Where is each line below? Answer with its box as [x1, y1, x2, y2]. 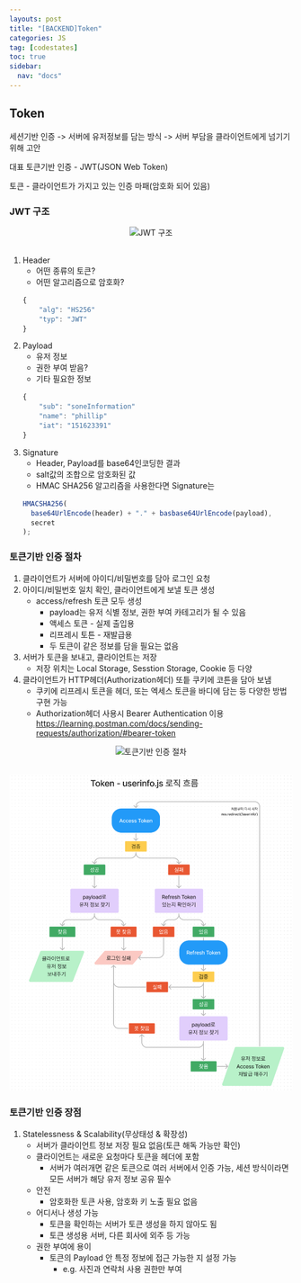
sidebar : [9, 62, 42, 71]
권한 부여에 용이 [35, 1241, 92, 1252]
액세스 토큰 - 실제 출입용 [49, 617, 135, 629]
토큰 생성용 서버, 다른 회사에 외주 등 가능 [49, 1229, 190, 1241]
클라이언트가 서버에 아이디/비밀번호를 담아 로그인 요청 [22, 572, 211, 584]
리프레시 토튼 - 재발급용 [49, 629, 133, 640]
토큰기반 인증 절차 [9, 551, 83, 563]
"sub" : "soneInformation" [39, 402, 137, 411]
